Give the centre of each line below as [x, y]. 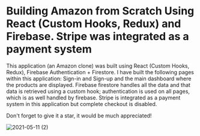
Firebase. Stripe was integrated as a [98, 37]
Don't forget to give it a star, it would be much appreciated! [79, 116]
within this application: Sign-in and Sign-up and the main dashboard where [99, 78]
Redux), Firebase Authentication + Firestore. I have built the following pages [100, 72]
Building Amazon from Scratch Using [100, 11]
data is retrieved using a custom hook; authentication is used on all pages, [98, 91]
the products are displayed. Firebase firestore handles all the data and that [98, 84]
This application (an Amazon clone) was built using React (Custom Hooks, [98, 66]
